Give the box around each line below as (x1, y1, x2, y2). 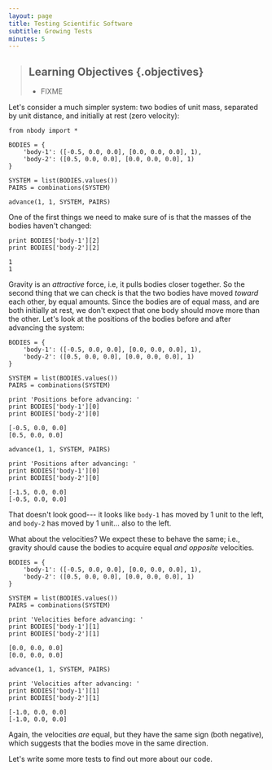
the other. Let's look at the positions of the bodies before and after (8, 315, 231, 324)
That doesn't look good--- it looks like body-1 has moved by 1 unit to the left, (8, 510, 265, 520)
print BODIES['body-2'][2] (8, 244, 100, 253)
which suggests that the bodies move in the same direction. (8, 738, 209, 748)
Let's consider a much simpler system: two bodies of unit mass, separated (8, 103, 259, 112)
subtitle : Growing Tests (8, 27, 93, 35)
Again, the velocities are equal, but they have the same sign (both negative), (8, 730, 265, 740)
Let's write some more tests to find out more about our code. (8, 755, 213, 764)
